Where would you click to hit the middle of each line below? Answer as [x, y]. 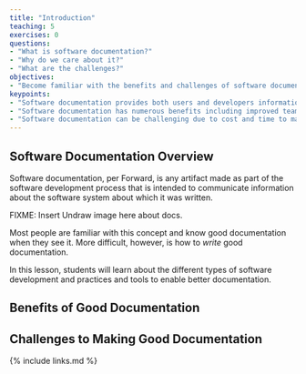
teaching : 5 [32, 26]
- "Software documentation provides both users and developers [132, 102]
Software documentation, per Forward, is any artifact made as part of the [147, 177]
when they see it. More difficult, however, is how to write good [126, 242]
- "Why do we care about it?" [67, 60]
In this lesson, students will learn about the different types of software [141, 269]
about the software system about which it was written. [112, 197]
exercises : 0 [34, 35]
